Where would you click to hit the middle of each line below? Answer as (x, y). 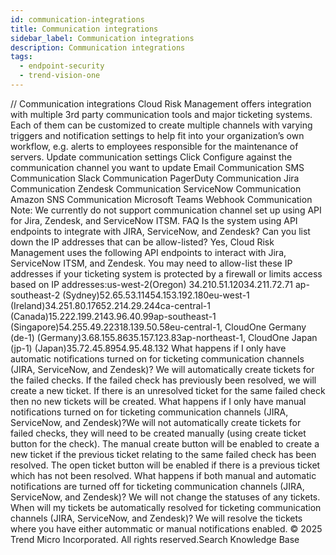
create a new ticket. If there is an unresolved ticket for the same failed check (168, 390)
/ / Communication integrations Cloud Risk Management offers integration (161, 103)
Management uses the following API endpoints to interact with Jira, (148, 252)
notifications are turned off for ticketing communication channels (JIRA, (157, 486)
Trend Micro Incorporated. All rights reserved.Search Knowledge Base (155, 539)
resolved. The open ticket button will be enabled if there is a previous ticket (165, 465)
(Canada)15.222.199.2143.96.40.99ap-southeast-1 (113, 316)
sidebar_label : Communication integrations (102, 38)
